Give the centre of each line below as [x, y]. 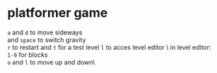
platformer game [58, 13]
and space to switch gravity [47, 39]
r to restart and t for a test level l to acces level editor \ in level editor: [109, 47]
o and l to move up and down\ [51, 62]
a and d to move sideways [45, 32]
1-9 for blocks [28, 55]
